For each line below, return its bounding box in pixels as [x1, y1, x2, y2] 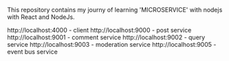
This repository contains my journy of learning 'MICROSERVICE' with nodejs [7, 6, 223, 14]
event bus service [7, 47, 58, 56]
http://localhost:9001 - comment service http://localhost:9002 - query [7, 33, 206, 41]
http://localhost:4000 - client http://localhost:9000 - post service [7, 26, 192, 34]
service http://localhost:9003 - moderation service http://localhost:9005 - [7, 41, 217, 48]
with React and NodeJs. [7, 13, 75, 21]
